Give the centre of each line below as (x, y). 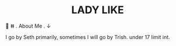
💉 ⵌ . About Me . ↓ (28, 26)
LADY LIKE (98, 10)
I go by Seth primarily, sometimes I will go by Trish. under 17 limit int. (88, 37)
